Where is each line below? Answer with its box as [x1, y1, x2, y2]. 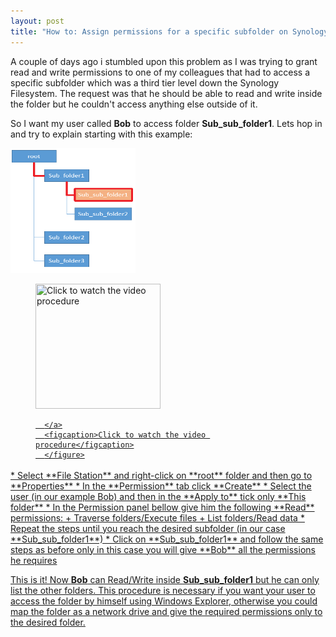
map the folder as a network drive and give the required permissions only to [10, 605, 323, 617]
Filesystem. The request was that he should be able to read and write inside [10, 87, 323, 99]
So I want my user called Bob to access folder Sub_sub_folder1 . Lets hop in [10, 117, 323, 129]
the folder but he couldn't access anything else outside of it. [10, 98, 258, 110]
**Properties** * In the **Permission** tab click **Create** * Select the [10, 480, 312, 492]
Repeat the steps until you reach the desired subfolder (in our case [10, 522, 286, 534]
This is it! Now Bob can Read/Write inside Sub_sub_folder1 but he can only [10, 573, 320, 585]
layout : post [10, 16, 65, 26]
